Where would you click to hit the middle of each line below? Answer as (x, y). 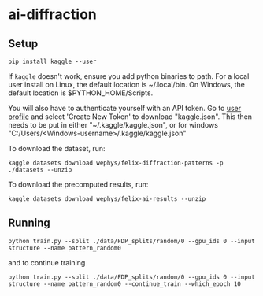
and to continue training (47, 262)
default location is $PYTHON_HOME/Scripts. (81, 93)
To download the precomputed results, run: (78, 184)
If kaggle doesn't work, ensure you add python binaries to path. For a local (129, 76)
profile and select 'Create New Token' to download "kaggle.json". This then (130, 117)
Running (30, 223)
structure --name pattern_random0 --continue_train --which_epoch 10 (125, 284)
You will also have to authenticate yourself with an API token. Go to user (125, 108)
